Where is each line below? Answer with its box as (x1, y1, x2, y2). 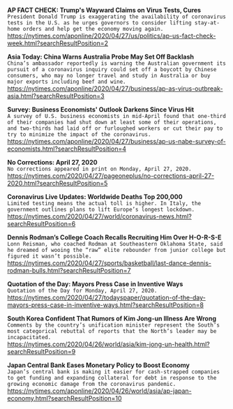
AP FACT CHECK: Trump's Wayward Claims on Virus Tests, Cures (7, 6, 201, 14)
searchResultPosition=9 (7, 348, 76, 355)
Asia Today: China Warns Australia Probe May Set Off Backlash (7, 52, 194, 61)
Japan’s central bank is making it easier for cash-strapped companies (7, 369, 220, 375)
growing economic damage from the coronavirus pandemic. (7, 380, 176, 387)
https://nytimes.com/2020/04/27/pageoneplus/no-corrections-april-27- (7, 172, 215, 180)
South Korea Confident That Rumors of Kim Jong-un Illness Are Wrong (7, 314, 217, 322)
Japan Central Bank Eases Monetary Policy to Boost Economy (7, 361, 190, 369)
